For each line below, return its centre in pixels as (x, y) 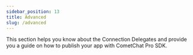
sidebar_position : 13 (33, 12)
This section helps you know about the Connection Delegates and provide (96, 40)
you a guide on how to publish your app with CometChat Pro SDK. (87, 46)
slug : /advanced (26, 22)
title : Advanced (26, 17)
